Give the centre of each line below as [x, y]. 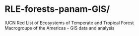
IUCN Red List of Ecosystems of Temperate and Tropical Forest [69, 23]
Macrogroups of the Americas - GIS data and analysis [60, 28]
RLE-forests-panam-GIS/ [57, 9]
